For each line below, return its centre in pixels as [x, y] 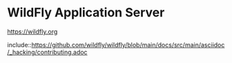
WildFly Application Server [86, 13]
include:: [20, 45]
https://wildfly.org [32, 32]
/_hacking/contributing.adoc [47, 52]
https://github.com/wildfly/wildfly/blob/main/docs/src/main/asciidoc [128, 45]
